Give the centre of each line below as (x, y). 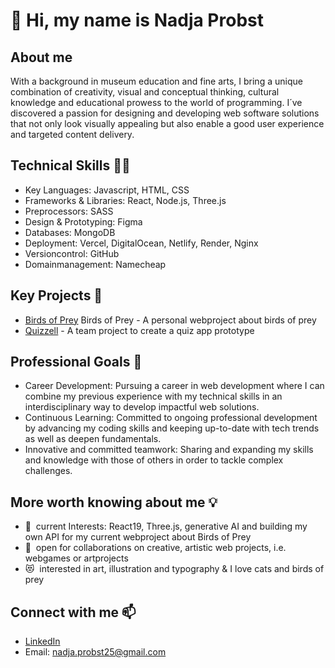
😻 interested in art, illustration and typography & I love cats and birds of (174, 569)
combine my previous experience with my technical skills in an (153, 396)
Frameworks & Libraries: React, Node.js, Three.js (125, 200)
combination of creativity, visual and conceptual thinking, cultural (145, 92)
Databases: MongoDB (70, 232)
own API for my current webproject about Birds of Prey (138, 537)
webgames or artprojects (76, 558)
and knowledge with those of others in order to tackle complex (154, 460)
